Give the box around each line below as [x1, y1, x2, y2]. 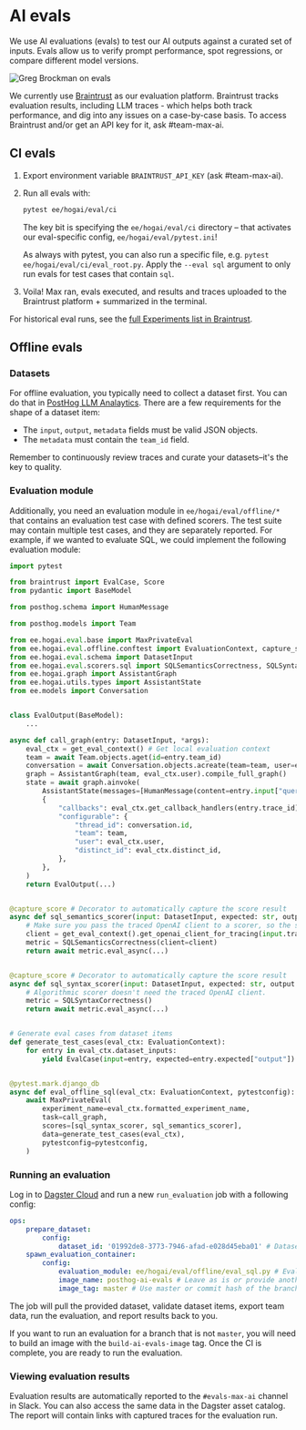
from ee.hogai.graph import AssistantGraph [9, 669, 178, 679]
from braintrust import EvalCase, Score [9, 577, 166, 587]
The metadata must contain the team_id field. [22, 434, 189, 445]
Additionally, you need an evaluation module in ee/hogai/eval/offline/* [9, 505, 280, 516]
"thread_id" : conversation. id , [74, 821, 194, 830]
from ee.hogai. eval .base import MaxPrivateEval [9, 635, 194, 645]
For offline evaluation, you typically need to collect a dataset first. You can [9, 388, 288, 399]
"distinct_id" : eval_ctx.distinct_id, [74, 846, 222, 855]
